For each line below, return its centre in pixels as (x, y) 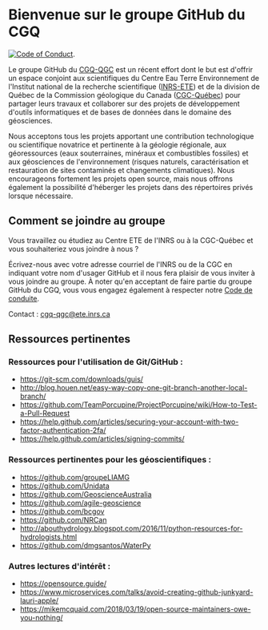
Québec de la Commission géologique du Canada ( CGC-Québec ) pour (124, 95)
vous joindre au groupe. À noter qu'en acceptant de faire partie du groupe (130, 281)
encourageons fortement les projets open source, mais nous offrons (121, 179)
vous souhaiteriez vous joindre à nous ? (74, 248)
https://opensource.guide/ (63, 584)
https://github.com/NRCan (63, 519)
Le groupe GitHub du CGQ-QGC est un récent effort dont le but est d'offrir (131, 69)
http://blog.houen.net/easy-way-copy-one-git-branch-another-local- (134, 388)
